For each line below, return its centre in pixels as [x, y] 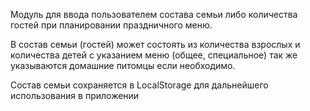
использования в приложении [75, 95]
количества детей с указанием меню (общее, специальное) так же [154, 55]
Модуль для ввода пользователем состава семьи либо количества [154, 14]
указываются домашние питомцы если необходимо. [123, 65]
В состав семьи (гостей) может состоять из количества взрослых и [155, 44]
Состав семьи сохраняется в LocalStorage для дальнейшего [139, 85]
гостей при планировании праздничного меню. [111, 25]
